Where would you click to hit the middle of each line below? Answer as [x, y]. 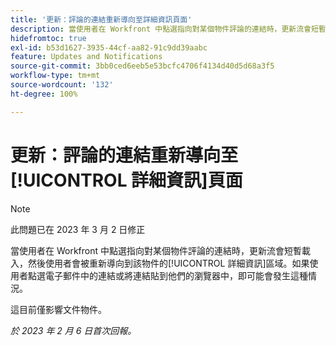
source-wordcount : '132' [62, 85]
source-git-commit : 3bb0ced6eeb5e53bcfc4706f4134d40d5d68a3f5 [142, 66]
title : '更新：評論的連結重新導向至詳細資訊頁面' [101, 19]
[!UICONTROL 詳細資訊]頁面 [126, 180]
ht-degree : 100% [44, 94]
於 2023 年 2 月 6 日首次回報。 [73, 330]
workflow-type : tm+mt [55, 76]
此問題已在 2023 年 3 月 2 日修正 [78, 229]
